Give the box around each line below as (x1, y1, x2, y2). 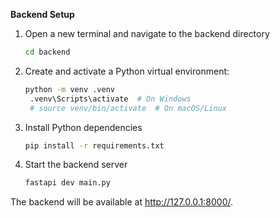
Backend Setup (10, 9, 75, 20)
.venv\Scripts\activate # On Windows (29, 94, 192, 104)
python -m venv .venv (24, 84, 115, 94)
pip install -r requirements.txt (24, 140, 165, 151)
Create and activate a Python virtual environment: (24, 65, 230, 77)
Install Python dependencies (24, 121, 143, 133)
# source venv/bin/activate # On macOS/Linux (29, 103, 227, 113)
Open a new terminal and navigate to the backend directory (24, 28, 270, 39)
